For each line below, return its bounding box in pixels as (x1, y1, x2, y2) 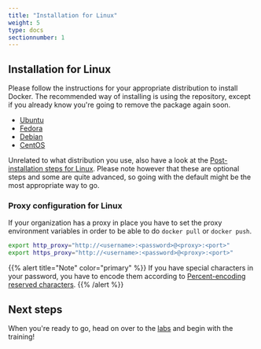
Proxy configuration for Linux (8, 200, 123, 211)
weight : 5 (8, 19, 41, 27)
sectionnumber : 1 (8, 33, 65, 42)
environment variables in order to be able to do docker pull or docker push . (8, 226, 252, 236)
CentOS (19, 141, 46, 150)
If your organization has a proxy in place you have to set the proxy (8, 218, 222, 228)
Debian (19, 132, 43, 141)
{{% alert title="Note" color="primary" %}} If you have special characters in (8, 263, 254, 273)
